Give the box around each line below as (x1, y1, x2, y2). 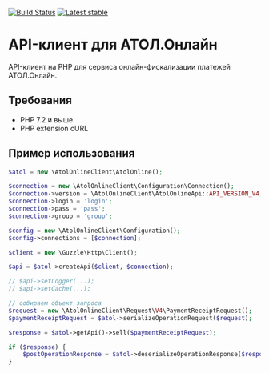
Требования (8, 94, 72, 107)
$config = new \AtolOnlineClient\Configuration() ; (8, 227, 181, 235)
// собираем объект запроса (8, 299, 102, 307)
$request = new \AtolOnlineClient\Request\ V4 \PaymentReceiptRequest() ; (8, 307, 252, 315)
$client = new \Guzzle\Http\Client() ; (8, 248, 138, 256)
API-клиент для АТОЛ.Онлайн (8, 36, 218, 54)
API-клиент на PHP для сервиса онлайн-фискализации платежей (8, 62, 231, 71)
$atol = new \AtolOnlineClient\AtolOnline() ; (8, 168, 163, 176)
